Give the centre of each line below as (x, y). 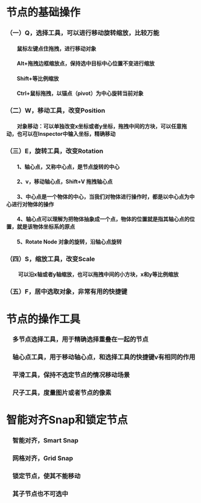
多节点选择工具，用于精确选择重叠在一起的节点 (81, 339)
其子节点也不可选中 (40, 494)
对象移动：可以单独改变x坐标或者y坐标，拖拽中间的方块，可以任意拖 (102, 126)
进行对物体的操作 (33, 204)
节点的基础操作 (43, 12)
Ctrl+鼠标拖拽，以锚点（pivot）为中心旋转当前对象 (80, 93)
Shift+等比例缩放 (38, 78)
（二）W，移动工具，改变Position (56, 111)
